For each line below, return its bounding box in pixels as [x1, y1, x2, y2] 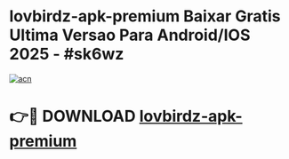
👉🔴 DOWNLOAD [9, 107, 136, 126]
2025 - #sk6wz [9, 44, 124, 64]
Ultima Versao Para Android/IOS [9, 25, 251, 45]
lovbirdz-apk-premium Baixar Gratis [9, 6, 281, 27]
